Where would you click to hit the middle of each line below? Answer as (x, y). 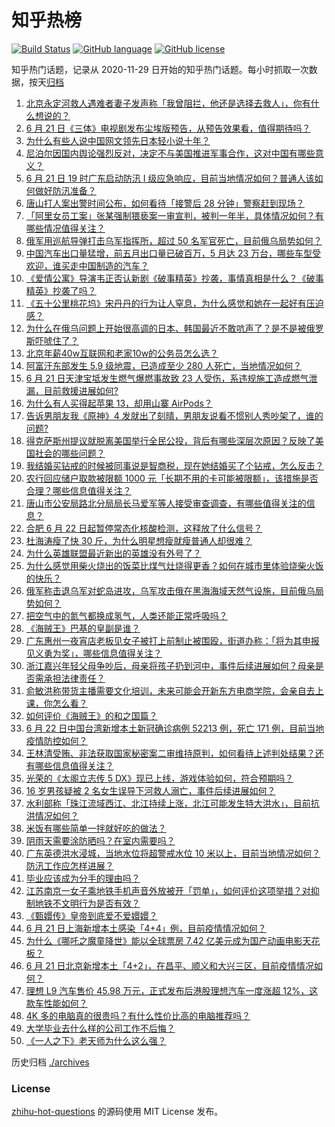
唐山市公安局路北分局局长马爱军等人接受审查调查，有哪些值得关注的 (166, 503)
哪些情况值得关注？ (65, 228)
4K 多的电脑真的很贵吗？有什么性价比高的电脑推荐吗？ (138, 1015)
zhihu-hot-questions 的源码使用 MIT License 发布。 (117, 1112)
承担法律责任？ (74, 678)
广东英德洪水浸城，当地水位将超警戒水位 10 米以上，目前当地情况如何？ (173, 853)
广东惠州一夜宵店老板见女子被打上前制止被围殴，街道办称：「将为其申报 (172, 640)
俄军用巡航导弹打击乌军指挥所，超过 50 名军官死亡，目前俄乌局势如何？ (174, 240)
